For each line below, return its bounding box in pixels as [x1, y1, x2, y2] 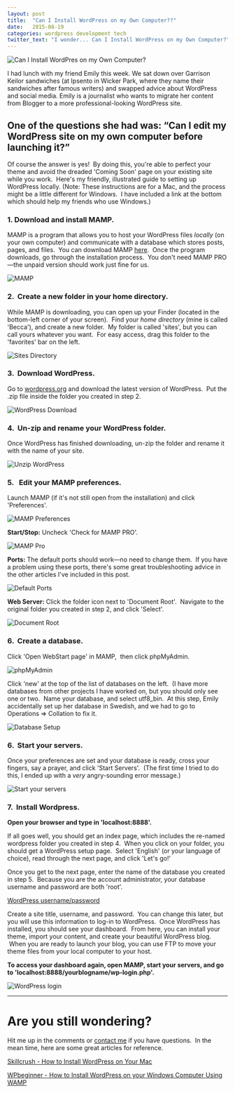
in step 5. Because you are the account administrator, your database [7, 875, 206, 884]
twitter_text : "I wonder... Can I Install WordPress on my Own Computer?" [7, 37, 230, 44]
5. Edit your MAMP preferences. [7, 478, 122, 488]
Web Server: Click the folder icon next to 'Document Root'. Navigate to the [7, 597, 225, 606]
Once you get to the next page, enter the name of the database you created [7, 868, 225, 876]
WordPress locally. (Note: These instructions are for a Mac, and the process [7, 182, 226, 190]
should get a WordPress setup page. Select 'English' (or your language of [7, 847, 221, 855]
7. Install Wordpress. [7, 802, 80, 812]
